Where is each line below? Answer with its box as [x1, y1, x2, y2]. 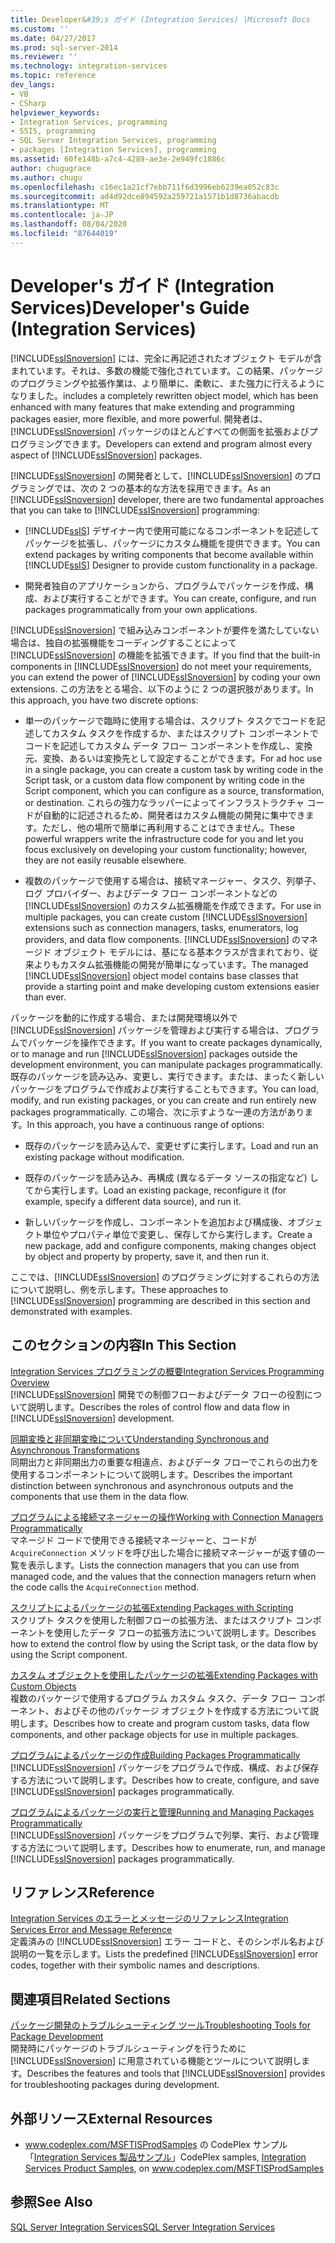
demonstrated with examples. [10, 1305, 133, 1317]
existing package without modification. [24, 1151, 185, 1163]
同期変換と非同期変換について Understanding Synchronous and [10, 1432, 270, 1445]
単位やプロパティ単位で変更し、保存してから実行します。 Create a [42, 1228, 313, 1240]
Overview [10, 1376, 50, 1388]
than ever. [24, 991, 67, 1003]
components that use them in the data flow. [10, 1490, 189, 1502]
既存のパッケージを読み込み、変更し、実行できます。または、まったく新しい [10, 1070, 325, 1082]
